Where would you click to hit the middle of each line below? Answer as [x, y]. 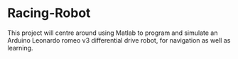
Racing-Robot [49, 13]
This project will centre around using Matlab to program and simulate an [113, 33]
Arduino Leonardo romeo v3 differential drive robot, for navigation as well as [119, 40]
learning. [20, 48]
